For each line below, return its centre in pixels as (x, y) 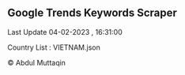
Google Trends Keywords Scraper (92, 13)
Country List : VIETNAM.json (54, 47)
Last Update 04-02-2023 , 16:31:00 (65, 32)
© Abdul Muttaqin (37, 62)
